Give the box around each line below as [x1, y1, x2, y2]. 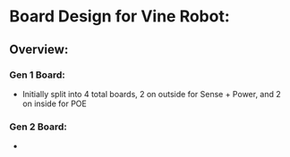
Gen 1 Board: [9, 69, 65, 81]
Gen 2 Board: [9, 120, 67, 133]
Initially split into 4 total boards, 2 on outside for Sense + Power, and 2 [21, 88, 282, 99]
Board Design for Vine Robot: [9, 6, 230, 27]
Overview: [9, 42, 69, 57]
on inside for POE [21, 98, 87, 109]
